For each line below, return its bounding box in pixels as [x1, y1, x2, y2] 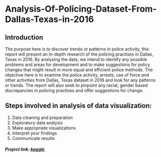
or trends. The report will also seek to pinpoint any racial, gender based [5, 82, 148, 88]
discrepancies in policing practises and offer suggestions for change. [5, 88, 144, 93]
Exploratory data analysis [12, 119, 63, 125]
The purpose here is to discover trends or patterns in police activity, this [5, 46, 149, 52]
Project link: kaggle [5, 146, 45, 152]
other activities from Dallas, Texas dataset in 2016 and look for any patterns [5, 77, 156, 83]
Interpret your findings [12, 130, 57, 136]
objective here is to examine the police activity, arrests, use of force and [5, 72, 149, 78]
